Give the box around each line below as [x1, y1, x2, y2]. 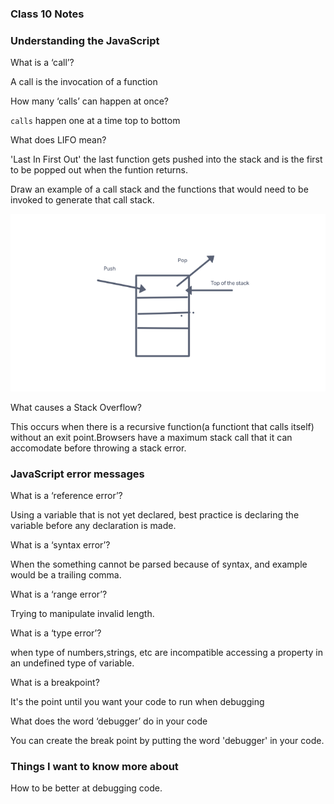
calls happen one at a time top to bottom [10, 115, 181, 127]
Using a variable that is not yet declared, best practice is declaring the [10, 509, 300, 521]
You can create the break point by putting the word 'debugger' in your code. [10, 735, 325, 747]
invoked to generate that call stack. [10, 194, 155, 206]
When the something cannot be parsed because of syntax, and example [10, 558, 308, 571]
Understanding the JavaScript [10, 33, 160, 47]
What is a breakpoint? [10, 677, 100, 689]
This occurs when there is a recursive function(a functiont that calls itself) [10, 420, 315, 432]
